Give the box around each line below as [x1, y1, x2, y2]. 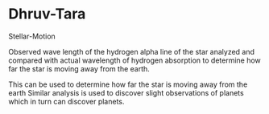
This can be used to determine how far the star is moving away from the [8, 79, 248, 89]
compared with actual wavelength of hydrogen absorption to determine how [8, 55, 262, 65]
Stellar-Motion [8, 31, 56, 41]
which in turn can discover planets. [8, 96, 125, 106]
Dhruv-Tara [8, 5, 86, 23]
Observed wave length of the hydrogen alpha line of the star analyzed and [8, 47, 255, 56]
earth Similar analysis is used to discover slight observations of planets [8, 88, 244, 97]
